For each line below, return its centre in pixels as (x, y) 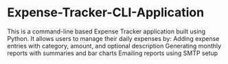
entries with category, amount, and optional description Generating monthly (114, 46)
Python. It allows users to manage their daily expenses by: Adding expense (113, 38)
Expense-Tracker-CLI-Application (106, 13)
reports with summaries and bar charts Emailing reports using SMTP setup (113, 53)
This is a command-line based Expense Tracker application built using (106, 31)
